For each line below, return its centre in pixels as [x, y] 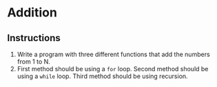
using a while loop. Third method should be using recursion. [102, 76]
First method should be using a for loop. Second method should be [113, 69]
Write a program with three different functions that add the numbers [113, 54]
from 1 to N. [33, 62]
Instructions [34, 38]
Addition [32, 13]
